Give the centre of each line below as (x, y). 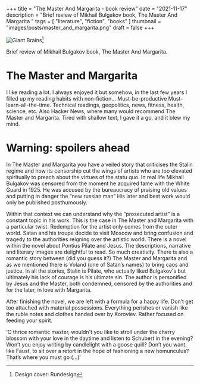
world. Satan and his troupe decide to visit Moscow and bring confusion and (100, 233)
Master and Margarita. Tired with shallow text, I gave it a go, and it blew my (98, 117)
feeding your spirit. (29, 320)
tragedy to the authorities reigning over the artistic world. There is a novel (96, 239)
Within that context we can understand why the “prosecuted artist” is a (93, 214)
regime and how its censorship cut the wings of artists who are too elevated (99, 171)
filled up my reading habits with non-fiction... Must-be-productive (87, 98)
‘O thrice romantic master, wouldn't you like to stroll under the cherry (91, 332)
